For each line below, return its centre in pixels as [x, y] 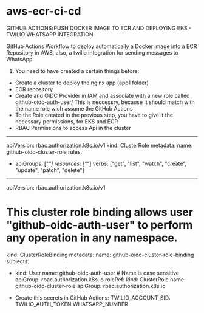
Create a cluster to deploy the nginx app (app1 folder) [82, 83]
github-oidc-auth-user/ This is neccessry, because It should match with [105, 102]
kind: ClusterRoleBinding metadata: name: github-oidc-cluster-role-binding [100, 255]
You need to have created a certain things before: [77, 71]
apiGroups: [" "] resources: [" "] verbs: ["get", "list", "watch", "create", [101, 163]
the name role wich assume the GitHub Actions [74, 108]
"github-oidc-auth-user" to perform [100, 225]
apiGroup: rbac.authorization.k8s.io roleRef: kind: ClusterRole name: [100, 279]
